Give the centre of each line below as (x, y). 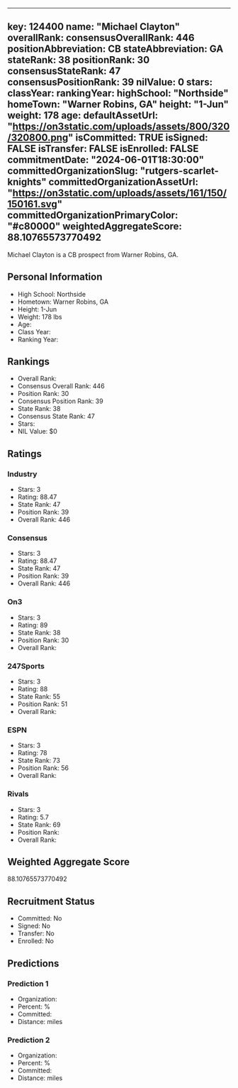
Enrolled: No (36, 941)
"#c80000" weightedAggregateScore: (95, 227)
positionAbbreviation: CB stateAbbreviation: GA (115, 49)
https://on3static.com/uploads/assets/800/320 (121, 127)
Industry (22, 474)
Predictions (33, 963)
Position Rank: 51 (42, 704)
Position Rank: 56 (43, 768)
